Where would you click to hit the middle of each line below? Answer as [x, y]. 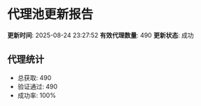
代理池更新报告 [50, 14]
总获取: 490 [34, 77]
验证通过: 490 [37, 86]
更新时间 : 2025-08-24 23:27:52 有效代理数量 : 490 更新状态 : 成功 [100, 35]
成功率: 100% [36, 95]
